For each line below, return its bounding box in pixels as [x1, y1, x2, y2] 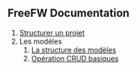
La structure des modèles [31, 44, 117, 55]
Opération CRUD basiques [31, 53, 119, 63]
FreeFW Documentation [7, 6, 130, 20]
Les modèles [19, 36, 62, 46]
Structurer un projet [19, 27, 85, 37]
